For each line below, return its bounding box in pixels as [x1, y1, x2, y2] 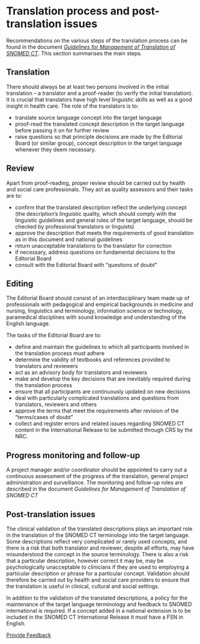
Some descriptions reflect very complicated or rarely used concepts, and [6, 538, 187, 545]
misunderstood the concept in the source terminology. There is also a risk [6, 551, 189, 557]
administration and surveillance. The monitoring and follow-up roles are [6, 479, 183, 486]
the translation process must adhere [14, 350, 105, 357]
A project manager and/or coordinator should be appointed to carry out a [6, 466, 187, 473]
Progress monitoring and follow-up [6, 450, 140, 461]
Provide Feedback [6, 631, 51, 639]
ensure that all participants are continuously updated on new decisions [14, 388, 190, 395]
